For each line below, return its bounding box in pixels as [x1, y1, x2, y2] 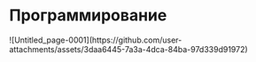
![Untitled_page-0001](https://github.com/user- [9, 35, 182, 45]
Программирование [9, 5, 167, 26]
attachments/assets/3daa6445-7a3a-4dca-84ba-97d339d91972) [9, 43, 248, 54]
